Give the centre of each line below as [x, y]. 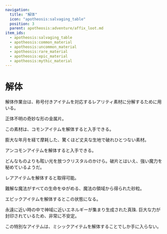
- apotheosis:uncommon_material [43, 47]
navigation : [17, 10]
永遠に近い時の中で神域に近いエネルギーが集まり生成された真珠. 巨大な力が [83, 210]
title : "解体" [23, 14]
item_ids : [15, 33]
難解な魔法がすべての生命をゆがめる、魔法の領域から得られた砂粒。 [75, 189]
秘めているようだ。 [25, 167]
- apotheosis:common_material [41, 42]
